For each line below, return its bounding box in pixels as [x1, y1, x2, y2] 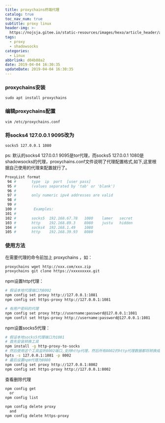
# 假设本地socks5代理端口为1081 [5, 335, 65, 340]
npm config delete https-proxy [5, 413, 69, 418]
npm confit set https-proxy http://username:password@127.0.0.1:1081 [5, 315, 151, 320]
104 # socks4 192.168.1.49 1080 [5, 225, 93, 230]
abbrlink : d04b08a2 [5, 58, 45, 63]
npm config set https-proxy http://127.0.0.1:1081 [5, 297, 111, 302]
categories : [5, 48, 29, 53]
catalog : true [5, 12, 34, 17]
